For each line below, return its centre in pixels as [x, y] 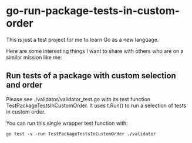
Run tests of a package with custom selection [91, 76]
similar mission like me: [34, 57]
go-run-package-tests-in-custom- [93, 11]
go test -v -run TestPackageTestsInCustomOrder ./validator [81, 134]
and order [24, 85]
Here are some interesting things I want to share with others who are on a [95, 51]
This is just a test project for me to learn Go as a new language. [82, 39]
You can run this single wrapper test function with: [67, 123]
